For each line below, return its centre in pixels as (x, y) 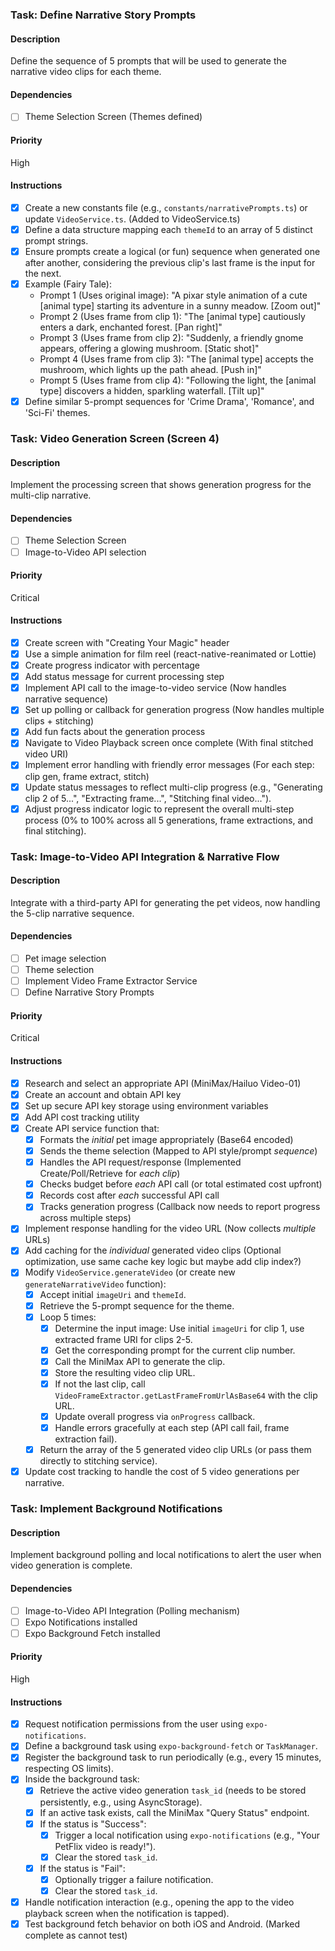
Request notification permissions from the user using (134, 1724)
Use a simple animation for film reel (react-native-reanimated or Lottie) (170, 654)
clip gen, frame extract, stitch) (87, 776)
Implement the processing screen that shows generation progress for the (161, 485)
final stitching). (55, 830)
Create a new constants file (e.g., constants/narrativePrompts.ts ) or (166, 207)
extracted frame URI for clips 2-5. (123, 1339)
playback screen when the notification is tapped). (127, 1913)
